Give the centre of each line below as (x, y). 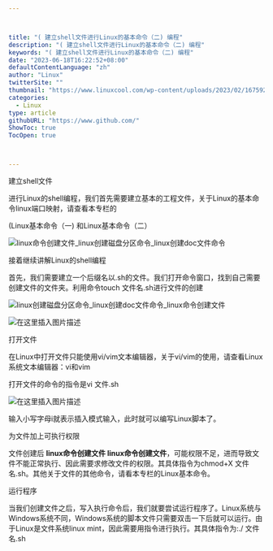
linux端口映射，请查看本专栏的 (66, 208)
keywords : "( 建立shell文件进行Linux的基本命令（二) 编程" (101, 52)
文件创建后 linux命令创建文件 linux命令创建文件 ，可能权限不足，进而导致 (130, 453)
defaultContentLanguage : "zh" (60, 67)
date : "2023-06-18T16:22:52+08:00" (69, 60)
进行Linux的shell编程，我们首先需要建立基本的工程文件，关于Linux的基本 (130, 198)
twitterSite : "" (36, 83)
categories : (28, 98)
